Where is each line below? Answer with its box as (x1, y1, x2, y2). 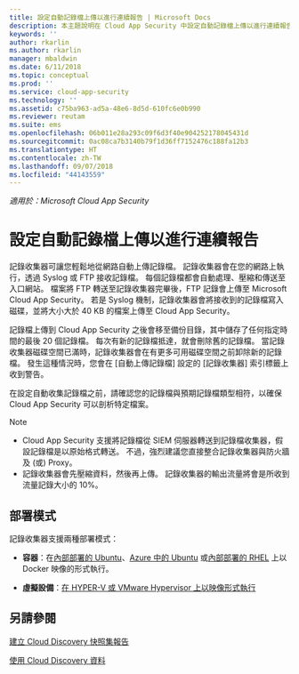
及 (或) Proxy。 (21, 457, 77, 468)
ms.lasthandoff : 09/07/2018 (9, 162, 114, 171)
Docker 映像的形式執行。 (21, 564, 114, 574)
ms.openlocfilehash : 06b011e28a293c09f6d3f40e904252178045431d (9, 129, 249, 138)
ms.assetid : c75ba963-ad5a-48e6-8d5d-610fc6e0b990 (9, 104, 201, 113)
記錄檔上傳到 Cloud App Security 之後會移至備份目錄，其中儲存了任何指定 (9, 325, 280, 335)
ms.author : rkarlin (9, 46, 82, 55)
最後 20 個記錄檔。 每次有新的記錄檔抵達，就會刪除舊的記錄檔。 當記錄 (24, 335, 286, 347)
